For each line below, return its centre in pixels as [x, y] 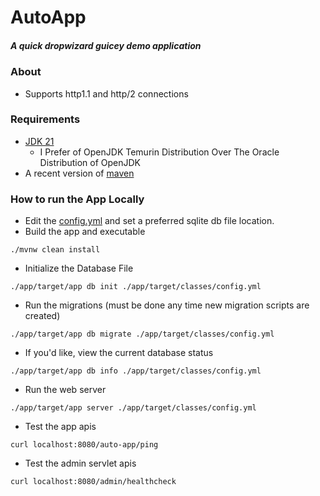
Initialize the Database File [79, 268]
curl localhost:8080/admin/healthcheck [93, 482]
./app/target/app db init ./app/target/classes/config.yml [136, 287]
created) [42, 316]
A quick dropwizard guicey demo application [106, 45]
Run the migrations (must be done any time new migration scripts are [167, 305]
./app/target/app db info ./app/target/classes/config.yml [136, 371]
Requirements [45, 119]
